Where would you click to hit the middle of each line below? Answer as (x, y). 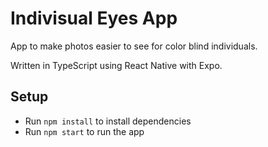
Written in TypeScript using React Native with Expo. (116, 65)
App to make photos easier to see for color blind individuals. (134, 46)
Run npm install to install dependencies (108, 121)
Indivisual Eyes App (94, 18)
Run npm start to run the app (84, 131)
